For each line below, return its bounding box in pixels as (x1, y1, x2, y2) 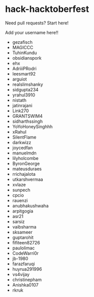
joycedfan (12, 145, 33, 150)
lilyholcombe (12, 155, 39, 161)
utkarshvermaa (12, 176, 44, 182)
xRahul (12, 129, 27, 135)
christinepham (12, 277, 42, 283)
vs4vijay (12, 271, 30, 277)
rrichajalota (12, 171, 36, 177)
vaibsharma (12, 223, 37, 229)
